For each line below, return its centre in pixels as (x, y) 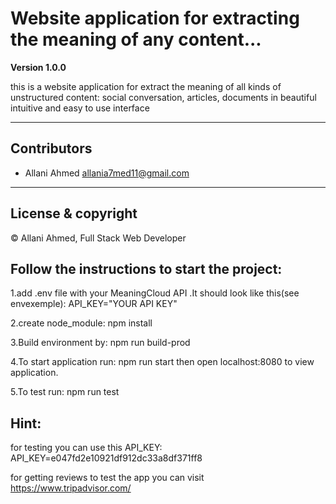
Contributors (51, 148)
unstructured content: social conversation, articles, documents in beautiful (163, 97)
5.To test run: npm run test (65, 392)
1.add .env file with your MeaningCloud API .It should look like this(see (155, 293)
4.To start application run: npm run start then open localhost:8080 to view (162, 362)
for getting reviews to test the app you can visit (107, 478)
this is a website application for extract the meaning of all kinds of (146, 86)
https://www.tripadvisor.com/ (71, 488)
